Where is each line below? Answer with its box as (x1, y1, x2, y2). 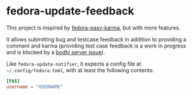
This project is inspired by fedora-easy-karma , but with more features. (6, 24, 181, 31)
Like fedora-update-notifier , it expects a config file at (6, 60, 141, 67)
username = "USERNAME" (6, 84, 63, 90)
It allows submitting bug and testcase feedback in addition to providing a (6, 35, 187, 43)
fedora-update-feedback (6, 4, 134, 18)
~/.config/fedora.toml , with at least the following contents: (6, 66, 154, 73)
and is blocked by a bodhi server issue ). (6, 48, 105, 55)
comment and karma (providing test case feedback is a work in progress (6, 42, 187, 49)
